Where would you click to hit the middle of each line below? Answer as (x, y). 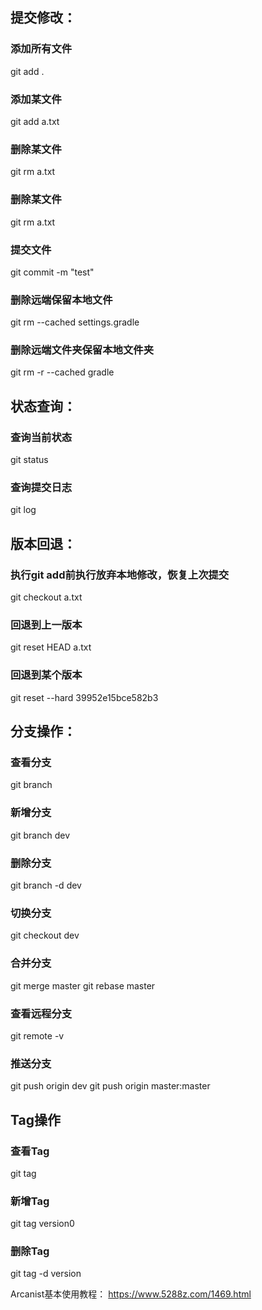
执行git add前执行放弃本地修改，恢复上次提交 (120, 575)
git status (29, 460)
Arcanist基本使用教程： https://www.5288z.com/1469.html (131, 1294)
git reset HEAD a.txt (51, 647)
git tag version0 (42, 1224)
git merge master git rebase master (83, 985)
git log (23, 510)
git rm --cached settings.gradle (75, 322)
